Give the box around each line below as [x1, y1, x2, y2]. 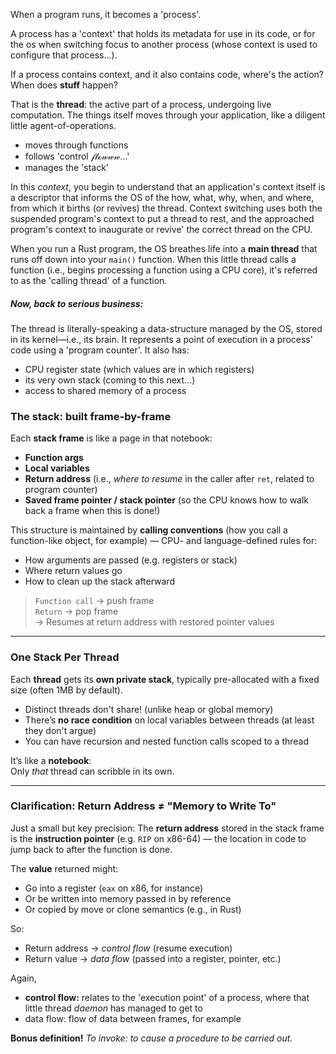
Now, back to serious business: [10, 297, 144, 309]
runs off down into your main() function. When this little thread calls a [10, 254, 297, 265]
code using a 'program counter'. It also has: [10, 344, 190, 356]
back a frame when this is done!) [24, 505, 161, 517]
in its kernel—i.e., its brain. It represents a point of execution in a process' [10, 333, 313, 345]
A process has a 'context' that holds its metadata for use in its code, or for [10, 28, 316, 39]
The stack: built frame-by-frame [10, 409, 172, 423]
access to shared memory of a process [24, 384, 187, 396]
